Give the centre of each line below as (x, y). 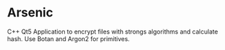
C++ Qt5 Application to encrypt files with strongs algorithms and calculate (113, 32)
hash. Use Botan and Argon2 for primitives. (68, 38)
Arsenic (30, 13)
